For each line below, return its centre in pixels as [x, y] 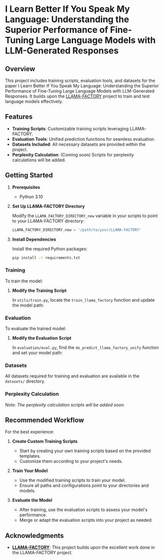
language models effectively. [34, 101]
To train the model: [24, 281]
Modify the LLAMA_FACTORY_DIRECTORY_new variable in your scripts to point [85, 216]
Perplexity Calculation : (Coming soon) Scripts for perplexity [73, 154]
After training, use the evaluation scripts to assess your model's [83, 510]
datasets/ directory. [25, 382]
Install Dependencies [34, 239]
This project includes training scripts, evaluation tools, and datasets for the [80, 80]
